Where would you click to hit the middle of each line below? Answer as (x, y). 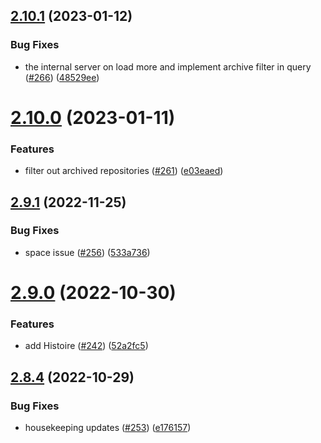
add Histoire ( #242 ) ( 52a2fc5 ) (86, 346)
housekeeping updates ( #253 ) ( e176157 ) (108, 428)
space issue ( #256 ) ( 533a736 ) (87, 252)
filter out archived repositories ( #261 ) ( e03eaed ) (124, 171)
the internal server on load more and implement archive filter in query (168, 66)
